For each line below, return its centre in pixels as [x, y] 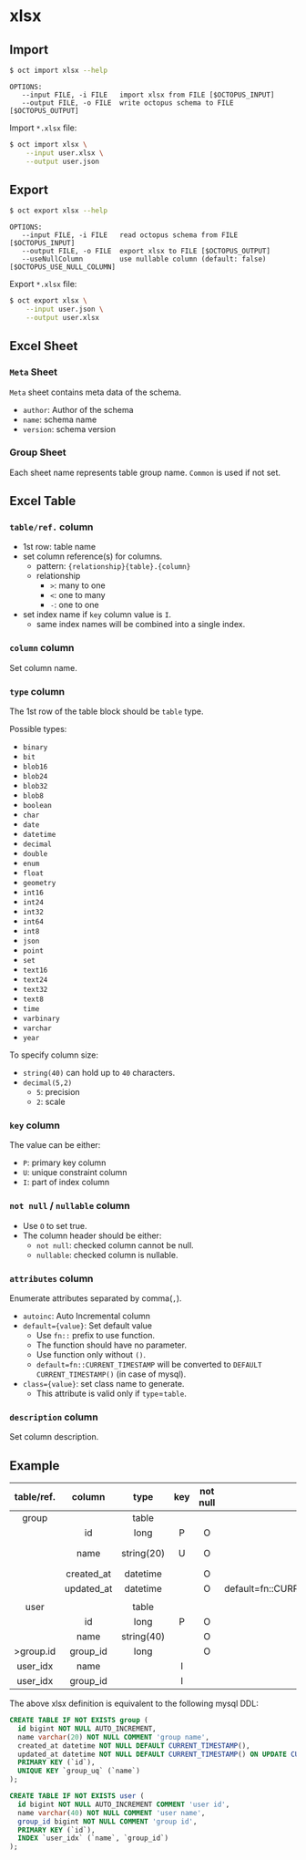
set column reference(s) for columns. [92, 556]
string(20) [143, 1554]
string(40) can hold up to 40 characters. [99, 1073]
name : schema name [60, 419]
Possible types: [38, 729]
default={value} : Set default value [87, 1325]
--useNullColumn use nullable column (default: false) [144, 259]
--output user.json [63, 161]
